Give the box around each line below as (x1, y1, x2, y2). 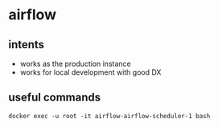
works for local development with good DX (19, 68, 162, 77)
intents (8, 38, 45, 51)
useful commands (8, 91, 101, 104)
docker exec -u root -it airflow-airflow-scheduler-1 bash (8, 112, 211, 120)
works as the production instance (19, 59, 131, 68)
